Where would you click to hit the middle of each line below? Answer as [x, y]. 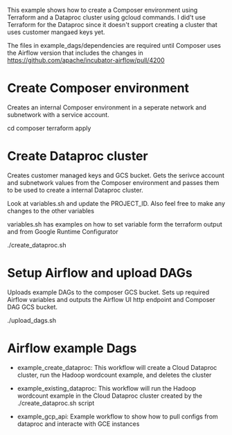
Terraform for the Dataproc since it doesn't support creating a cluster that [113, 25]
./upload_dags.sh [32, 320]
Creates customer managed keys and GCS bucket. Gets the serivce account [116, 175]
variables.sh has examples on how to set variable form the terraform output [115, 224]
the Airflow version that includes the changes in [75, 53]
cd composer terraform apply [49, 128]
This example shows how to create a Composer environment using [102, 10]
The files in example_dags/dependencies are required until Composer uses [114, 45]
